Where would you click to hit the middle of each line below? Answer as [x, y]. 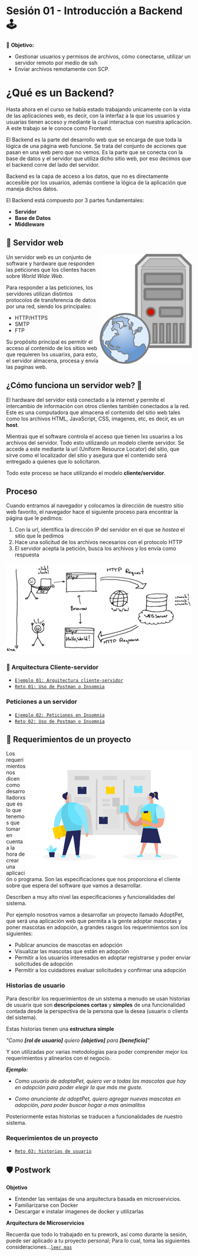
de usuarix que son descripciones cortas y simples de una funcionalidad [96, 1005]
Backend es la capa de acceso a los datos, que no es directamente [88, 176]
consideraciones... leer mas [39, 1247]
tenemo [15, 817]
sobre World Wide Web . [35, 276]
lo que [14, 810]
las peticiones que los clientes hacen [51, 270]
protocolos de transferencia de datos [51, 300]
